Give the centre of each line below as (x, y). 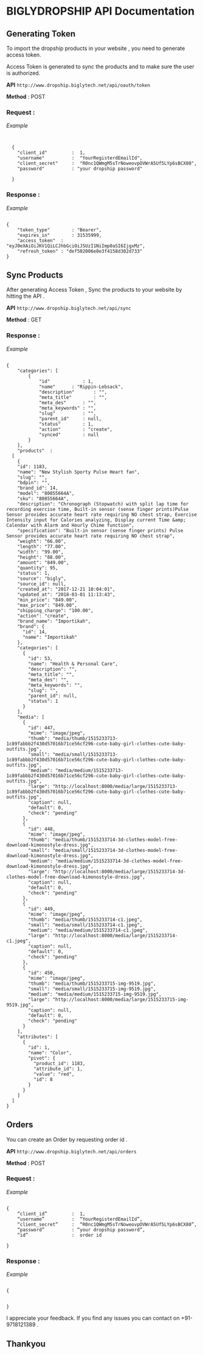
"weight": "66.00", (42, 541)
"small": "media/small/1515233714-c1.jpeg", (85, 925)
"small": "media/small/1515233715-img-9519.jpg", (92, 989)
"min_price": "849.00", (47, 600)
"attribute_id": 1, (58, 1069)
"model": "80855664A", (46, 493)
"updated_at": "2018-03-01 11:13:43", (66, 594)
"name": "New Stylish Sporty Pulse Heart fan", (78, 472)
